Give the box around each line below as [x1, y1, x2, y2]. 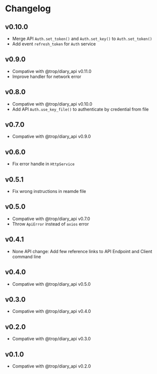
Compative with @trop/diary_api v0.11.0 [12, 68, 92, 74]
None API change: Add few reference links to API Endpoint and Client [12, 248, 153, 254]
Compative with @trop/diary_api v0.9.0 [12, 134, 91, 140]
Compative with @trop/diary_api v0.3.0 [12, 336, 91, 342]
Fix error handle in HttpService [12, 161, 75, 167]
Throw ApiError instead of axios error [12, 221, 89, 227]
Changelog [5, 3, 51, 14]
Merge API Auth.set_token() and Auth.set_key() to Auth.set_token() [12, 36, 153, 41]
